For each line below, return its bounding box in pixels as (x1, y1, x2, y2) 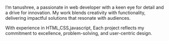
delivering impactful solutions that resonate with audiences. (5, 15, 131, 21)
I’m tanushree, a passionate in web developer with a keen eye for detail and (5, 5, 164, 10)
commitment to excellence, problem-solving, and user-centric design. (5, 30, 152, 36)
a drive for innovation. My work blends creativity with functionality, (5, 10, 146, 16)
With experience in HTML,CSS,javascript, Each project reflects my (5, 25, 144, 31)
